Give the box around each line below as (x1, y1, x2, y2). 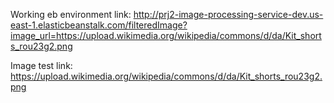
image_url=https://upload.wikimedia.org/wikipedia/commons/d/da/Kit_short (10, 30, 322, 41)
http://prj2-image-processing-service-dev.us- (133, 9, 324, 20)
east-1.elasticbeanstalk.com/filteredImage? (10, 19, 188, 31)
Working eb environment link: (10, 9, 132, 20)
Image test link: (10, 60, 73, 71)
